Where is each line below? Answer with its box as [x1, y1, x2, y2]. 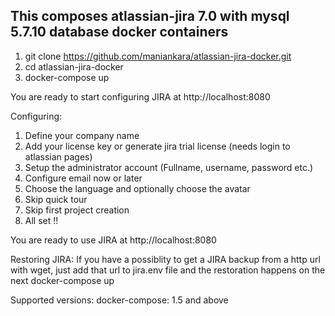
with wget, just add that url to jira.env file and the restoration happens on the [10, 264, 326, 276]
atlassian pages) [24, 150, 93, 163]
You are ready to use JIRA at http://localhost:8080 [10, 234, 217, 246]
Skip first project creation [24, 204, 130, 216]
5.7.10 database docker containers [10, 24, 229, 41]
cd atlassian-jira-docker [24, 60, 124, 73]
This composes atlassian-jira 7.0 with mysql [10, 8, 290, 25]
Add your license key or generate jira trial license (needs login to [24, 140, 291, 152]
